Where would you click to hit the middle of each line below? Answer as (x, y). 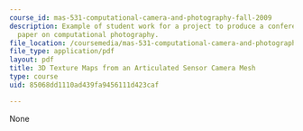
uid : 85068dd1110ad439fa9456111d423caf (84, 85)
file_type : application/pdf (62, 51)
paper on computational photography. (88, 34)
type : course (34, 77)
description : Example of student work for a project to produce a (137, 26)
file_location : (38, 43)
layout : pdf (32, 60)
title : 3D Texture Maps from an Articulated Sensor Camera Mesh (133, 69)
